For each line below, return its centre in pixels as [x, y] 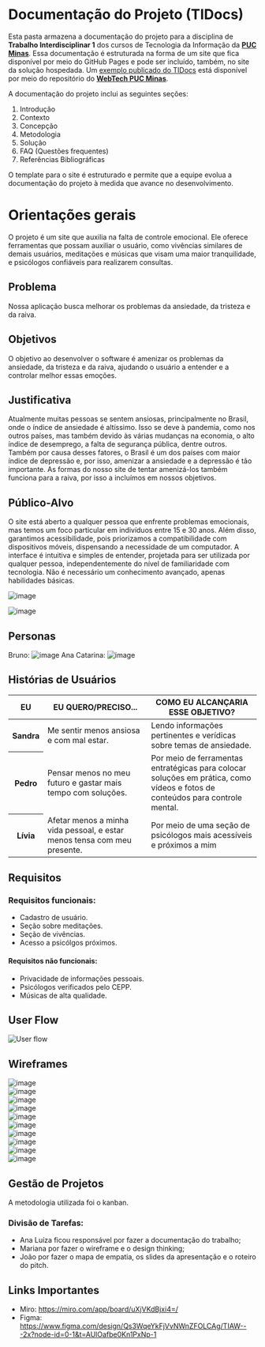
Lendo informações [187, 725]
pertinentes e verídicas [194, 735]
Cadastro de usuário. [54, 918]
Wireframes [38, 1064]
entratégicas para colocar [199, 768]
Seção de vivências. [52, 934]
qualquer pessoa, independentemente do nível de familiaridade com [119, 564]
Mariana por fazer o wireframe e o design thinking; [102, 1249]
